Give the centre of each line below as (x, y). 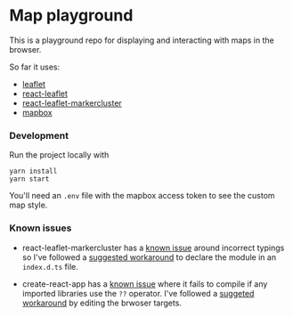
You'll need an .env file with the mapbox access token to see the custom (142, 196)
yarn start (29, 179)
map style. (28, 205)
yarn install (33, 171)
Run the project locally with (59, 155)
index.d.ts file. (50, 266)
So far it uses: (35, 67)
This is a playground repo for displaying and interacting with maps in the (142, 40)
